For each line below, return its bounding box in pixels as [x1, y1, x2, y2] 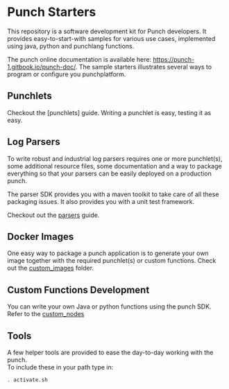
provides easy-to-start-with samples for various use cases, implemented [7, 34, 216, 42]
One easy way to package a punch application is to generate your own [7, 249, 210, 257]
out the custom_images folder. [7, 264, 94, 273]
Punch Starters [7, 4, 96, 20]
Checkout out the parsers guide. [7, 211, 100, 219]
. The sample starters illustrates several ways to [75, 62, 212, 71]
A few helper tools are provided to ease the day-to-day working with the [7, 348, 214, 356]
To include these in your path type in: [7, 363, 114, 371]
